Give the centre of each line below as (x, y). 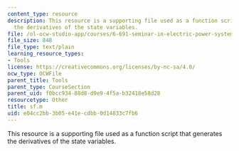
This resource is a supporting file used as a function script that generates (115, 133)
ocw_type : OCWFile (34, 73)
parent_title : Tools (38, 80)
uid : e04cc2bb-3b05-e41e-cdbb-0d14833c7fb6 (73, 113)
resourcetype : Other (38, 100)
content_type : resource (43, 14)
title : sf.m (25, 107)
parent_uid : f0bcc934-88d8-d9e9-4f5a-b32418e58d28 (84, 93)
